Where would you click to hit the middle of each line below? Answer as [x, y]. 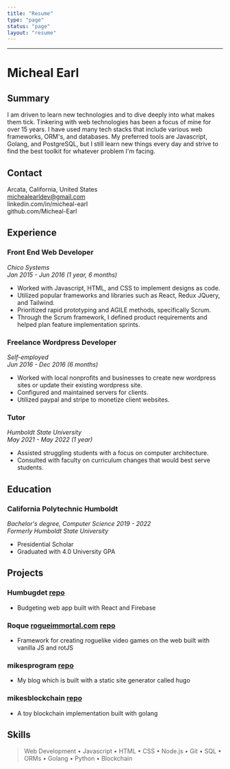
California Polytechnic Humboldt [63, 509]
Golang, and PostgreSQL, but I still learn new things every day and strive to [113, 144]
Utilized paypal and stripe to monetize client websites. [93, 400]
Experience [32, 233]
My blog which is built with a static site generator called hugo [103, 680]
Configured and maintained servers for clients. [82, 393]
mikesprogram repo [40, 665]
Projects [25, 573]
